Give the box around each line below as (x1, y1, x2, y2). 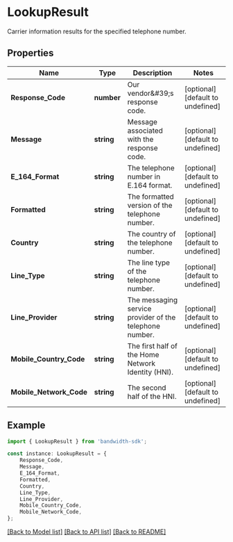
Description (132, 67, 173, 77)
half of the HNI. (127, 391, 177, 401)
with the (127, 134, 154, 144)
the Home (127, 350, 159, 359)
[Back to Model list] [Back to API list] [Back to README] (7, 527, 166, 536)
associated (127, 126, 163, 135)
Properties (7, 47, 54, 59)
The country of (127, 229, 176, 238)
